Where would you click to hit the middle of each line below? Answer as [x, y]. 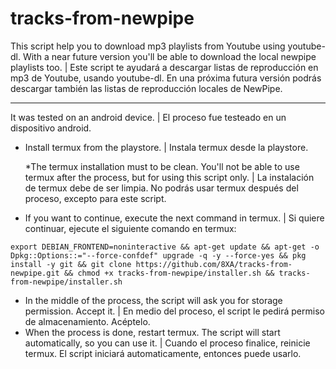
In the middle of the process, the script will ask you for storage [153, 300]
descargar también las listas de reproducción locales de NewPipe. [146, 88]
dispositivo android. [51, 128]
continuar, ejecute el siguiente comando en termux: [130, 228]
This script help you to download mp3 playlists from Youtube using [148, 46]
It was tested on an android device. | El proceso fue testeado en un [148, 117]
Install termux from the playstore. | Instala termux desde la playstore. [166, 147]
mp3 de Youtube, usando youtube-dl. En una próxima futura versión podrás [166, 78]
